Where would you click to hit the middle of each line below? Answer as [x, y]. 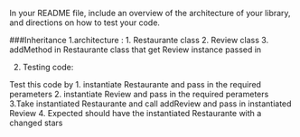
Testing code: [48, 67]
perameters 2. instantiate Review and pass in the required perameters [139, 94]
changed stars [36, 123]
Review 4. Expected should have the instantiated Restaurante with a [136, 113]
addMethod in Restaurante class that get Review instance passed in [136, 50]
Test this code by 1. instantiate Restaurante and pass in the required [136, 84]
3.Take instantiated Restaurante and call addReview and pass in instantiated [150, 104]
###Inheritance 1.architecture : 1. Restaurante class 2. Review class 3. [139, 40]
